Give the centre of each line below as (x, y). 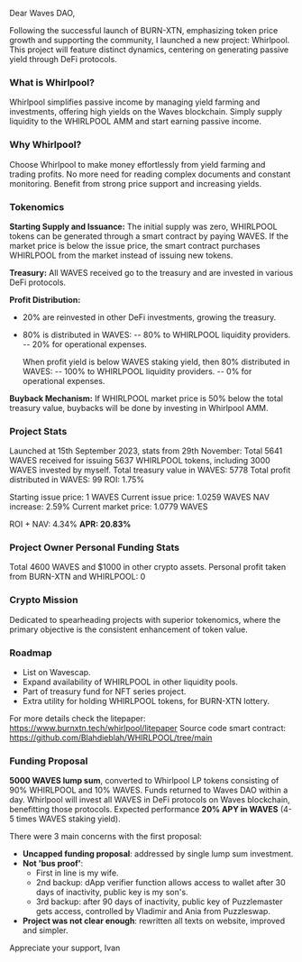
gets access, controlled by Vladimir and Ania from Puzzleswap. (153, 912)
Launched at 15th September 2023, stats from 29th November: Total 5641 (146, 451)
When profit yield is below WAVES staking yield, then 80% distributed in (156, 362)
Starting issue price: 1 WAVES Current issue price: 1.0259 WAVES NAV (140, 497)
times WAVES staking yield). (69, 819)
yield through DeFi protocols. (63, 59)
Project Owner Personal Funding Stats (95, 547)
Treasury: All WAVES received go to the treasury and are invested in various (151, 272)
